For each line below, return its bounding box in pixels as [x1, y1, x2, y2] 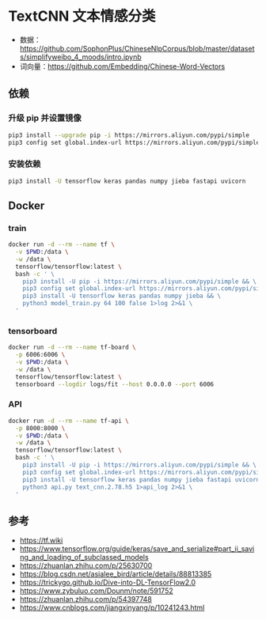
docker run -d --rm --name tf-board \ [8, 343, 136, 352]
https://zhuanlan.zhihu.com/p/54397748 [19, 595, 153, 604]
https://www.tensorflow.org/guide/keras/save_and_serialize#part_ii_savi [19, 544, 255, 554]
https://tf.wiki [19, 535, 63, 546]
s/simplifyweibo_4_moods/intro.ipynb [19, 52, 142, 62]
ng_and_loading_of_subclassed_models [19, 553, 149, 562]
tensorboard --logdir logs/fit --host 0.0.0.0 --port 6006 [15, 380, 215, 388]
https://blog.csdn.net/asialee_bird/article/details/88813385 [19, 569, 212, 579]
